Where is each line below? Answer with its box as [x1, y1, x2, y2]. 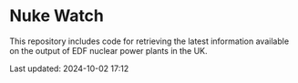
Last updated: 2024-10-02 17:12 [9, 63, 129, 74]
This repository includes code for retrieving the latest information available [9, 36, 290, 47]
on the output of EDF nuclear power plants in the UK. [9, 45, 208, 56]
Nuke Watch [9, 5, 105, 26]
